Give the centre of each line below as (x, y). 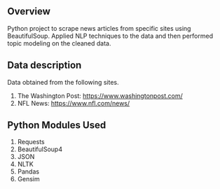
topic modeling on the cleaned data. (59, 43)
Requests (31, 142)
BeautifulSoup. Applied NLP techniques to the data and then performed (110, 36)
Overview (29, 12)
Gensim (28, 179)
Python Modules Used (57, 125)
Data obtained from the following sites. (63, 82)
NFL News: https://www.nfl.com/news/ (74, 103)
